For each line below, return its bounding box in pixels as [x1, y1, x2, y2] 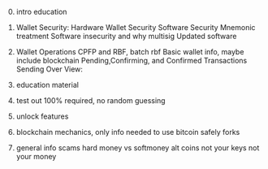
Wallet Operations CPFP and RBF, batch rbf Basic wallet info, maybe [15, 47, 244, 56]
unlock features [15, 111, 69, 121]
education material [15, 80, 80, 89]
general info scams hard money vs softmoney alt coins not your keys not [15, 143, 260, 153]
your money [15, 152, 57, 161]
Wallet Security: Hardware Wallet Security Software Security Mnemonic [15, 23, 256, 32]
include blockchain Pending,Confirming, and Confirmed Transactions [15, 56, 248, 65]
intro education [15, 7, 67, 16]
